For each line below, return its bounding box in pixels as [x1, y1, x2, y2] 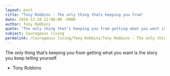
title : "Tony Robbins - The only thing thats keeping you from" [5, 12, 144, 17]
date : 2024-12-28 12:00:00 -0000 [5, 17, 76, 22]
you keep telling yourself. [5, 55, 58, 61]
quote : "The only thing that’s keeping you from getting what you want [5, 26, 159, 31]
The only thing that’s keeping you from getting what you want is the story [5, 49, 158, 56]
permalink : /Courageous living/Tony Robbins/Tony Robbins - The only [5, 36, 155, 41]
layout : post [5, 7, 33, 13]
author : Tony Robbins [5, 21, 51, 27]
